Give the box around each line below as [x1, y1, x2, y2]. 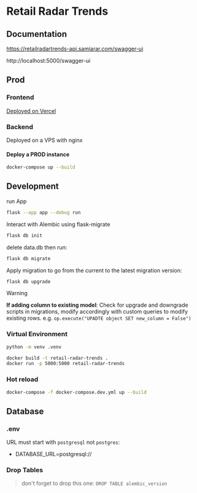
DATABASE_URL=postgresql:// [15, 451, 92, 458]
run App [6, 197, 27, 205]
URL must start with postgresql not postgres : [6, 438, 120, 446]
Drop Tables [6, 466, 44, 475]
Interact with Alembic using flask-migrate [6, 220, 110, 228]
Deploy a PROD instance [6, 151, 70, 158]
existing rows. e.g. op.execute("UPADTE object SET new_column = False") [6, 315, 191, 322]
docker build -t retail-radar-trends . [6, 355, 109, 361]
